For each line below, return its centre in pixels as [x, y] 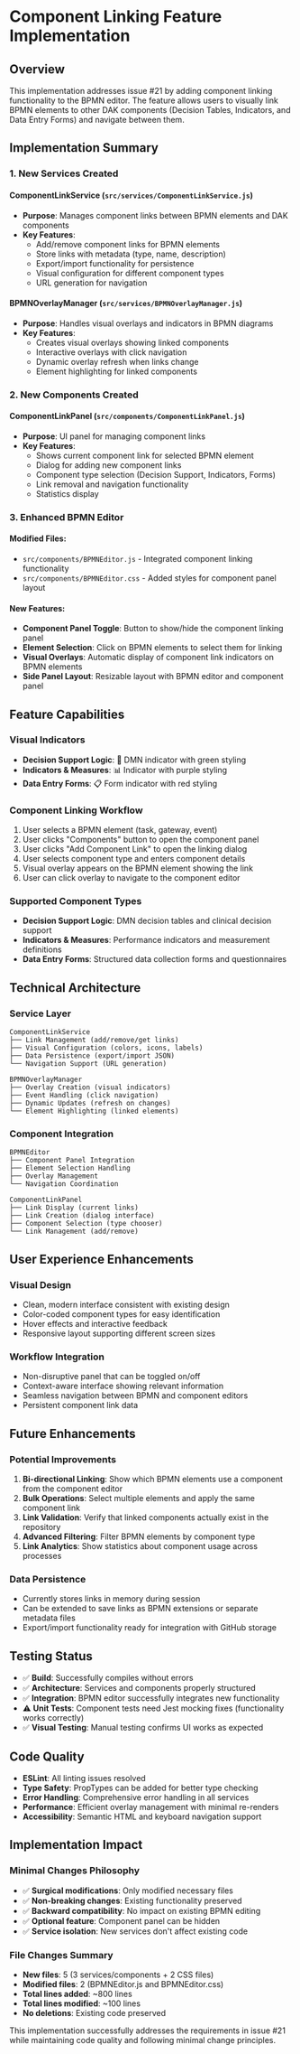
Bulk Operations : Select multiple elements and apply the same [138, 1498]
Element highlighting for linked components [117, 371]
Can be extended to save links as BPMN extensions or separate [140, 1609]
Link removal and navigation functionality [112, 484]
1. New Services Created [64, 173]
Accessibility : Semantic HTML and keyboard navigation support [142, 1816]
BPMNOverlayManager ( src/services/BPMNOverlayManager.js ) [126, 303]
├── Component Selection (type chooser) [86, 1224]
